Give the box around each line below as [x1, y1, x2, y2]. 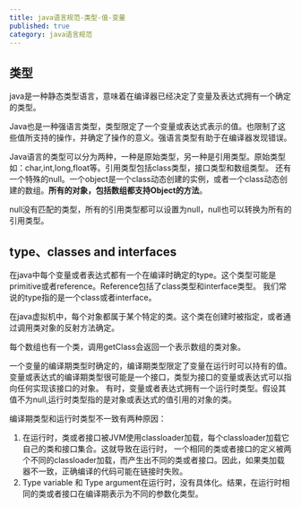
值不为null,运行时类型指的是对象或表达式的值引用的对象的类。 [9, 394, 237, 405]
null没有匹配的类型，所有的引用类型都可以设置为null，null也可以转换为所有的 [9, 204, 292, 215]
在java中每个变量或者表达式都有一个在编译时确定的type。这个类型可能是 [9, 270, 277, 280]
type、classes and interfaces [9, 244, 177, 259]
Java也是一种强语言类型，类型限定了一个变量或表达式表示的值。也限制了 [9, 121, 279, 132]
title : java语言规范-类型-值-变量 [9, 13, 126, 22]
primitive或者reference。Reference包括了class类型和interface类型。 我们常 [9, 281, 287, 292]
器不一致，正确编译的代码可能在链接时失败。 [21, 466, 188, 476]
